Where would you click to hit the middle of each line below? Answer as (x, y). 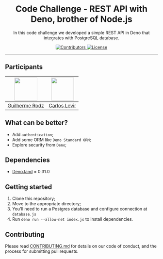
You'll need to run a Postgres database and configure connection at (80, 209)
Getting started (29, 187)
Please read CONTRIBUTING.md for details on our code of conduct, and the (81, 246)
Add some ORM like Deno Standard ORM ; (51, 140)
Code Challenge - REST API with (81, 9)
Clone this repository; (34, 199)
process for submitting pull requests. (42, 251)
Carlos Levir (63, 105)
